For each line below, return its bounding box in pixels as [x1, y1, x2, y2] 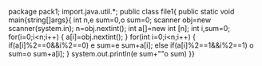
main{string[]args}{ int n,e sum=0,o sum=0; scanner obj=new [8, 15, 212, 25]
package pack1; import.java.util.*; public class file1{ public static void [8, 7, 235, 16]
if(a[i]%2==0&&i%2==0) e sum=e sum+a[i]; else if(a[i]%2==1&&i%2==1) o [8, 41, 254, 50]
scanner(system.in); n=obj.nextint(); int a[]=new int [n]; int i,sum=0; [8, 24, 230, 33]
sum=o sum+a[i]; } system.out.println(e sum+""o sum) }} [8, 49, 196, 58]
